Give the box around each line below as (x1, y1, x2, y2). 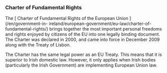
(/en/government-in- (5, 20, 48, 26)
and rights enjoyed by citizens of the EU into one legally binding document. (5, 31, 160, 37)
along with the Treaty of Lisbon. (5, 42, 71, 48)
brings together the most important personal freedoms (49, 26, 162, 32)
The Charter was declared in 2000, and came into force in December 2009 (5, 36, 160, 42)
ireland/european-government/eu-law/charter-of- (49, 20, 152, 26)
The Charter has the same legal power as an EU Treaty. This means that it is (5, 51, 162, 57)
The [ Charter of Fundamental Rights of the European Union (5, 15, 129, 21)
